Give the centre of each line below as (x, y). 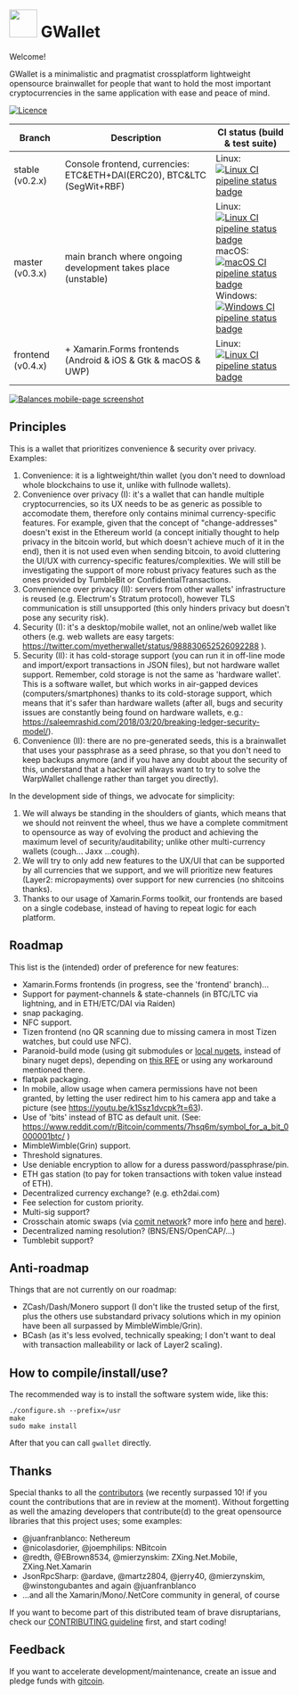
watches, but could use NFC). (77, 1041)
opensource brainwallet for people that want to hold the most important (140, 83)
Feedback (37, 1650)
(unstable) (87, 278)
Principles (38, 427)
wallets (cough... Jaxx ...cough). (81, 851)
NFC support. (47, 1022)
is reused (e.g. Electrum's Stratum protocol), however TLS (129, 599)
